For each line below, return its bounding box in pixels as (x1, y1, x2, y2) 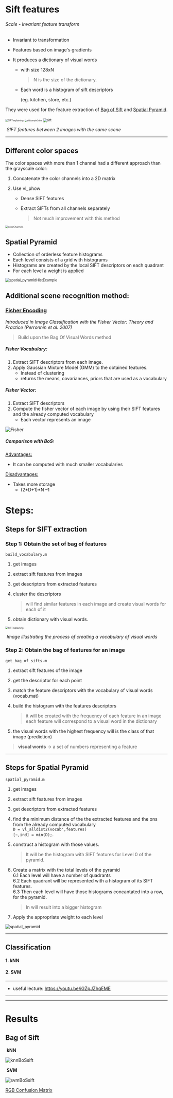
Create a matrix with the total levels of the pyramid (12, 866, 120, 873)
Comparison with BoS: (5, 438, 55, 445)
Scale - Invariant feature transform (5, 21, 80, 27)
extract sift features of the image (12, 667, 82, 674)
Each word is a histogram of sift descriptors (20, 86, 113, 93)
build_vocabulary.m (5, 552, 47, 557)
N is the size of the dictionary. (33, 77, 97, 83)
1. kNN (5, 957, 20, 963)
